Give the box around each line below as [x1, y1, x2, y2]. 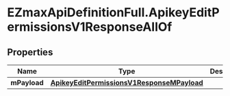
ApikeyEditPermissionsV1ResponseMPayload [50, 78, 203, 87]
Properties [7, 46, 53, 58]
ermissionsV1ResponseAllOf [7, 19, 172, 35]
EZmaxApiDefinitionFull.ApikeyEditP [7, 5, 220, 20]
